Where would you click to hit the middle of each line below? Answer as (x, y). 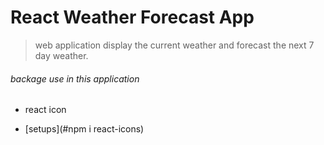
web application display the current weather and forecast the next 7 (174, 45)
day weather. (61, 55)
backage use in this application (75, 78)
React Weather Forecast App (132, 17)
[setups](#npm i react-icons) (84, 129)
